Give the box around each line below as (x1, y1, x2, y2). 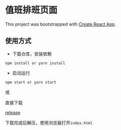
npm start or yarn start (5, 80, 57, 85)
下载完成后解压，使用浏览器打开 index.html (5, 120, 93, 126)
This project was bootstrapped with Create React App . (5, 21, 117, 27)
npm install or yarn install (5, 60, 65, 66)
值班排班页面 (5, 4, 58, 16)
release (5, 109, 21, 115)
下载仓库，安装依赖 (12, 50, 52, 57)
